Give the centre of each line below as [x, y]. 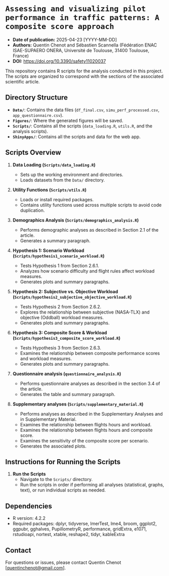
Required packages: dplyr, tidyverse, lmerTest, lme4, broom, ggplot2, [85, 524]
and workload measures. [46, 359]
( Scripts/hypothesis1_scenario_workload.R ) [58, 256]
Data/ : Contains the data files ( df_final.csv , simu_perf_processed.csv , [86, 110]
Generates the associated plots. [53, 446]
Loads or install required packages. [57, 199]
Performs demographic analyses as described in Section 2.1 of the [89, 230]
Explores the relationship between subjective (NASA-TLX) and [85, 312]
